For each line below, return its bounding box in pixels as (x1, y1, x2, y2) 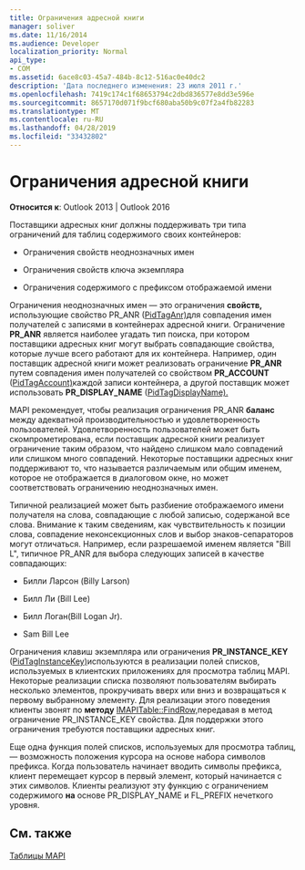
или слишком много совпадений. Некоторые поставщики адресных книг (9, 452, 294, 463)
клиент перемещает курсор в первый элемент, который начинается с (9, 770, 282, 781)
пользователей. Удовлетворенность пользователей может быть (9, 423, 260, 434)
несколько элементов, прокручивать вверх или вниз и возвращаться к (9, 685, 287, 696)
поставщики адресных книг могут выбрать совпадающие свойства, (9, 338, 275, 349)
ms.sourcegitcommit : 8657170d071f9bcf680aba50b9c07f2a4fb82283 (9, 98, 255, 108)
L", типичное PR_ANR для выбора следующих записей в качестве (9, 548, 265, 559)
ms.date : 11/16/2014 (9, 30, 88, 39)
